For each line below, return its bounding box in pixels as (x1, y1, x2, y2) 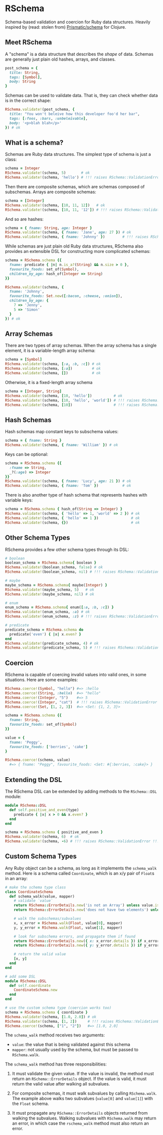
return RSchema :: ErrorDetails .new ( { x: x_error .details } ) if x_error (14, 938, 160, 943)
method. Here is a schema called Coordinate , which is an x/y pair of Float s (5, 870, 154, 876)
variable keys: (5, 497, 33, 503)
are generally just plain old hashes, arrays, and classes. (5, 56, 116, 62)
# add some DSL (5, 974, 36, 979)
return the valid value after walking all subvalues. (12, 1081, 110, 1087)
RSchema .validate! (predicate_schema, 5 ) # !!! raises (5, 645, 116, 651)
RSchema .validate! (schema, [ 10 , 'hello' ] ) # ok (5, 393, 123, 398)
